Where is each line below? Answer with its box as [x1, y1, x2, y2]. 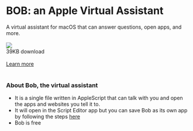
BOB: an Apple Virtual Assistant [6, 4, 164, 18]
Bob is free [14, 119, 42, 126]
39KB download [6, 48, 45, 55]
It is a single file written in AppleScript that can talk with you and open [14, 95, 183, 102]
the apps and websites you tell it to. [14, 101, 101, 108]
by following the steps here [14, 113, 81, 120]
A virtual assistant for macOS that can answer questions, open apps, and [6, 23, 182, 30]
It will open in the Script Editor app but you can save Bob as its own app [14, 107, 188, 114]
